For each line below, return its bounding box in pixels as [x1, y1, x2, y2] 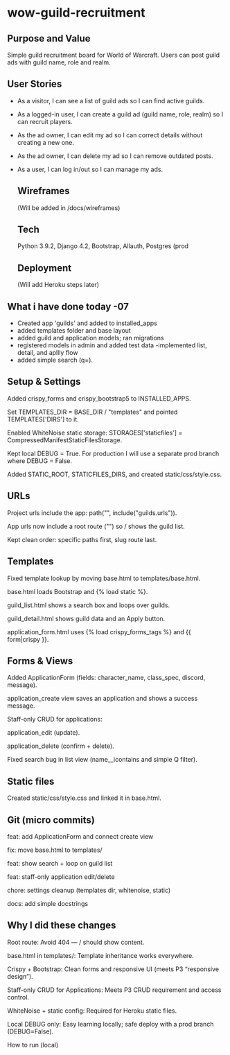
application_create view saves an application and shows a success [7, 695, 198, 703]
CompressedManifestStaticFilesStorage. [7, 435, 123, 444]
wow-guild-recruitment [7, 5, 145, 21]
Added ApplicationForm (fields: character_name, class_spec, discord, [7, 674, 206, 682]
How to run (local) [7, 1040, 59, 1049]
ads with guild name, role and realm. [7, 58, 111, 67]
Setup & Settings [7, 376, 81, 387]
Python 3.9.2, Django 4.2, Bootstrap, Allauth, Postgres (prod [17, 242, 189, 250]
